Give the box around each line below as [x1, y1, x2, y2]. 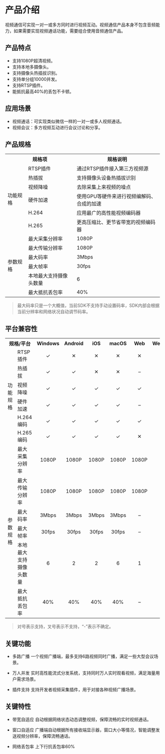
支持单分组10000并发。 [12, 76, 60, 82]
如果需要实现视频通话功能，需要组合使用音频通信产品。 [13, 28, 126, 33]
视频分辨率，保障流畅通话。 [16, 733, 73, 739]
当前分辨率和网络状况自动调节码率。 [17, 309, 91, 315]
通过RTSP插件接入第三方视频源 [77, 165, 149, 172]
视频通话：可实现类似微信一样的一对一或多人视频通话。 [12, 118, 124, 124]
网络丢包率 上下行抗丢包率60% [12, 743, 75, 749]
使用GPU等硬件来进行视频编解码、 [77, 193, 156, 200]
